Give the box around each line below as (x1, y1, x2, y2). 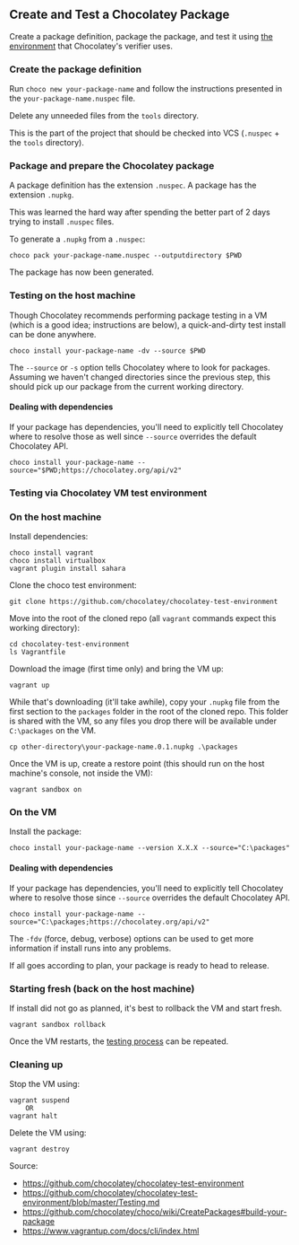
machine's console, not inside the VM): (9, 767, 154, 779)
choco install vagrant (9, 548, 94, 557)
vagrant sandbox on (9, 785, 82, 794)
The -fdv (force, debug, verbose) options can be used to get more (9, 933, 254, 943)
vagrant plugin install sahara (9, 565, 126, 574)
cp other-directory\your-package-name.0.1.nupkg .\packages (9, 742, 239, 752)
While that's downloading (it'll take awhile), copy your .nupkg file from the (9, 697, 280, 707)
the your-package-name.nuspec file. (9, 93, 136, 104)
